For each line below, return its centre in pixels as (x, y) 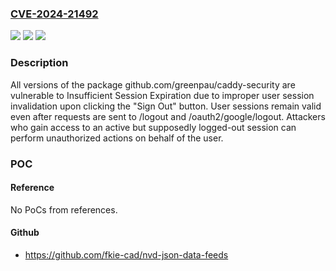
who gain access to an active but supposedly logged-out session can (153, 127)
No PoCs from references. (64, 209)
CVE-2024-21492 (54, 14)
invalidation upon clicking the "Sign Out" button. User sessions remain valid (166, 106)
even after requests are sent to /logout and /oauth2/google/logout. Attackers (168, 116)
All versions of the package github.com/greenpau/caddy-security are (153, 84)
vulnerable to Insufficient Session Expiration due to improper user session (162, 95)
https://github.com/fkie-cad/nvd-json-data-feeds (126, 254)
